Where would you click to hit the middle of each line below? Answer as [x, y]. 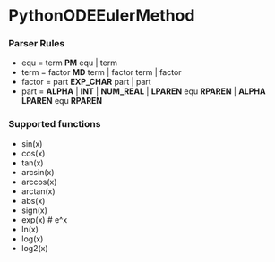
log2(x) [34, 248]
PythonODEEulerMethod [102, 16]
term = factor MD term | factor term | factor [101, 72]
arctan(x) [38, 191]
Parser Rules [37, 44]
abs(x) [33, 200]
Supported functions [55, 124]
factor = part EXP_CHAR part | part [86, 82]
